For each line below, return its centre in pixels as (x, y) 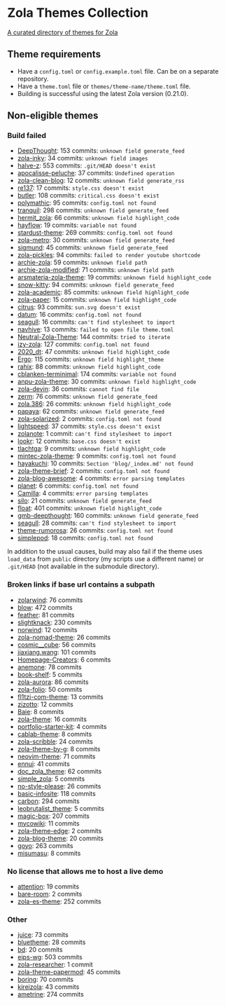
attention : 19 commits (48, 887)
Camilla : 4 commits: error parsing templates (83, 493)
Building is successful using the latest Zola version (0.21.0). (103, 93)
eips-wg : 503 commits (50, 957)
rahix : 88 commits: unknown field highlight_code (89, 367)
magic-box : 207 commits (53, 816)
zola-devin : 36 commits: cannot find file (78, 389)
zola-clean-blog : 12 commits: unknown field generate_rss (101, 181)
